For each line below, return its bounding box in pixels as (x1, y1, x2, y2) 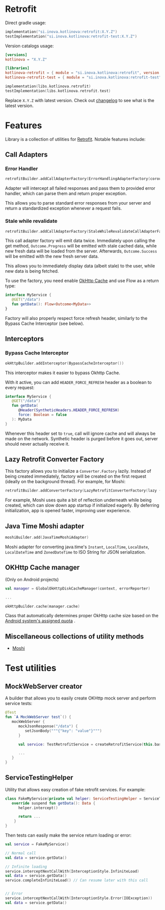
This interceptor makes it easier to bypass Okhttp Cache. (5, 370, 120, 376)
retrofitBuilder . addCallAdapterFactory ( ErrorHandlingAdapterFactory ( (5, 176, 151, 181)
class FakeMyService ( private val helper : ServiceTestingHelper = (5, 796, 141, 801)
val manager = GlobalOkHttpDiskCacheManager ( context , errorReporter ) (5, 586, 151, 591)
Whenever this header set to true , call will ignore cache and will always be (5, 430, 156, 436)
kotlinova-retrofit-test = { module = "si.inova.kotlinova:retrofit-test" (5, 75, 162, 80)
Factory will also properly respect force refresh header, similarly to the (5, 315, 148, 321)
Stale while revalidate (5, 218, 58, 225)
